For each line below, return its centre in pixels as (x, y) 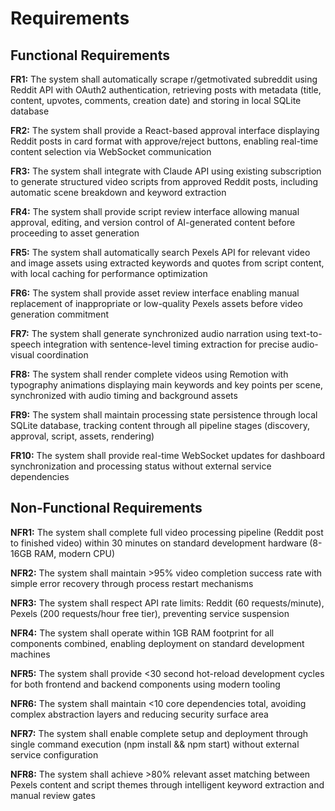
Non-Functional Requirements (106, 508)
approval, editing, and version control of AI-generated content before (153, 222)
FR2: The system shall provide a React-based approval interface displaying (165, 130)
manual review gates (53, 795)
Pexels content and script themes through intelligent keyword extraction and (167, 784)
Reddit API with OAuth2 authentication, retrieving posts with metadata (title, (166, 90)
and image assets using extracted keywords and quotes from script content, (167, 263)
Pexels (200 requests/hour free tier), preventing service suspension (150, 613)
